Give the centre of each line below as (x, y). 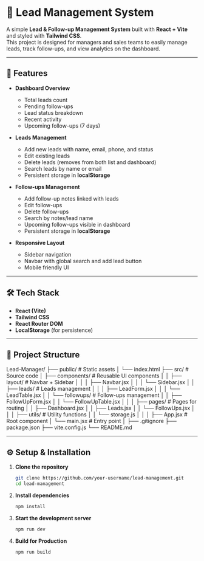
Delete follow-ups (46, 212)
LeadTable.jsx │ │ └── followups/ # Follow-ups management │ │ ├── (94, 395)
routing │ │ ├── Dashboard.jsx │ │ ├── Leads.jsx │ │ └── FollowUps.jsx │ (101, 408)
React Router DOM (39, 323)
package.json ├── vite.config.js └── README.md (69, 427)
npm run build (33, 552)
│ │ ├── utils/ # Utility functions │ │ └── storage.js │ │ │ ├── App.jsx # (97, 415)
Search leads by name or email (63, 168)
